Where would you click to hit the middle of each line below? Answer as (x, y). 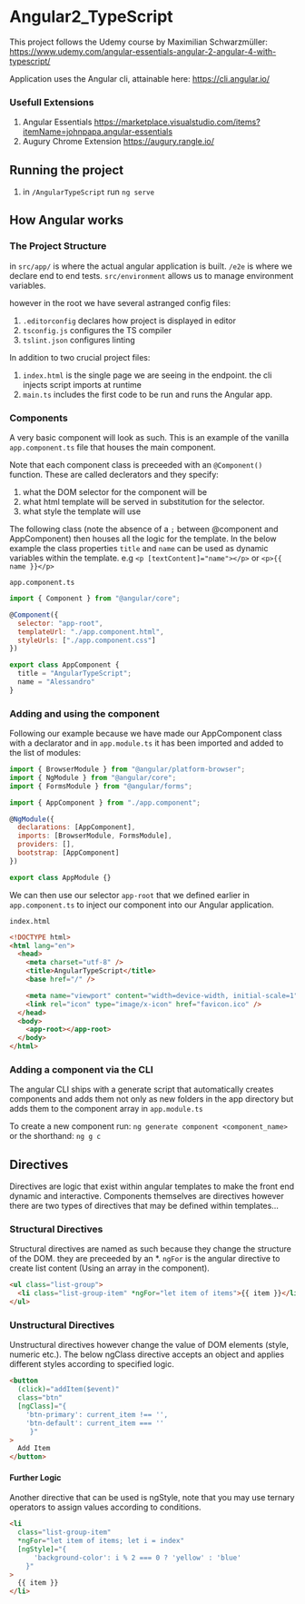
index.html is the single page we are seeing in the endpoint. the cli (147, 375)
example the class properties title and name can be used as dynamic (139, 549)
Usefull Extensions (52, 102)
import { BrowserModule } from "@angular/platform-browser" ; (128, 769)
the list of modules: (45, 753)
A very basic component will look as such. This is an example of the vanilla (149, 438)
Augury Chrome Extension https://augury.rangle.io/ (118, 142)
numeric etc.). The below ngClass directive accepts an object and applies (147, 1354)
